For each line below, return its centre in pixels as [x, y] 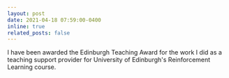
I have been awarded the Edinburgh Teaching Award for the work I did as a [114, 52]
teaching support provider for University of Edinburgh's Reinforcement [109, 60]
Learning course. [32, 67]
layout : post [26, 13]
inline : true [26, 26]
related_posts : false [39, 33]
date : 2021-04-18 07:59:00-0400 [54, 20]
